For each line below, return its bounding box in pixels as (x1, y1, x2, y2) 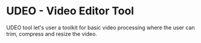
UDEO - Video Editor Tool (6, 4, 135, 18)
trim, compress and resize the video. (6, 30, 98, 37)
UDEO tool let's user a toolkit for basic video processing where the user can (6, 24, 195, 31)
